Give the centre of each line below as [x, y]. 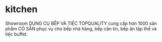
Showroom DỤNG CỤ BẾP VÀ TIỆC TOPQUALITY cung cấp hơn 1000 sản [81, 23]
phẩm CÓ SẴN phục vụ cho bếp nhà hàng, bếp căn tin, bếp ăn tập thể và [81, 28]
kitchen [21, 9]
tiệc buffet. [17, 34]
